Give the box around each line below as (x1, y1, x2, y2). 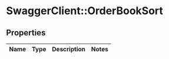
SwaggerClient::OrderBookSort (6, 4, 164, 18)
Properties (6, 28, 46, 38)
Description (52, 45, 85, 53)
